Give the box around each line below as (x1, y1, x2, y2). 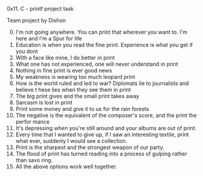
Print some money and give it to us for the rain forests (15, 105, 149, 112)
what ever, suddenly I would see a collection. (15, 137, 128, 144)
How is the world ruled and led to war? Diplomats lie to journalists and (15, 80, 189, 87)
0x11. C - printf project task (7, 5, 74, 12)
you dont (15, 48, 38, 55)
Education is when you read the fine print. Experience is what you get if (15, 42, 193, 48)
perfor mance (15, 118, 50, 125)
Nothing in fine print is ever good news (15, 67, 112, 74)
